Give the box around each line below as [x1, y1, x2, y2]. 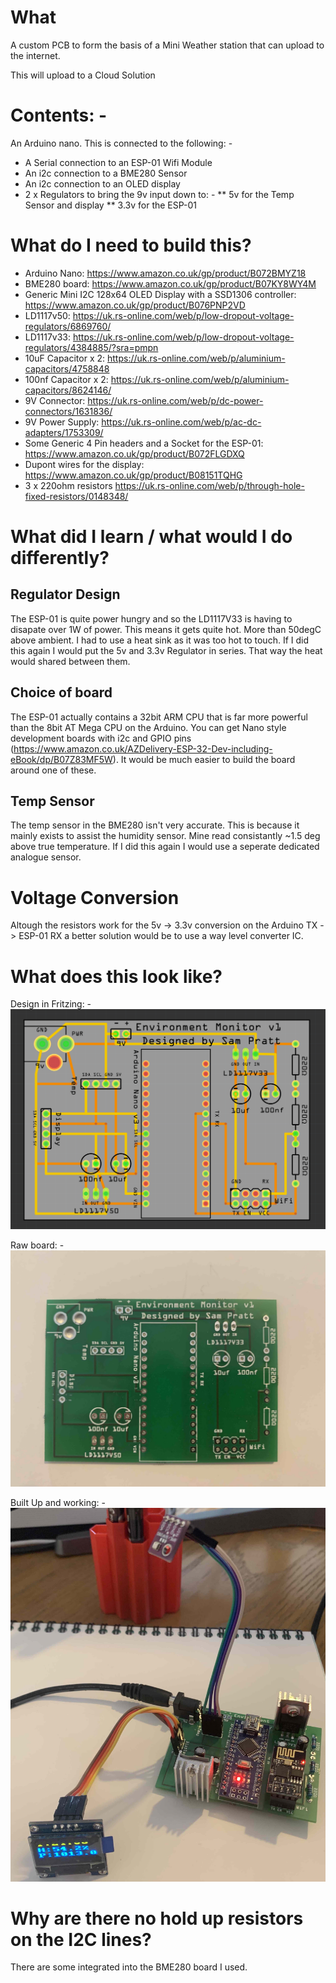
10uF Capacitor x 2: [24, 352, 106, 364]
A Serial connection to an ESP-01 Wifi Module [24, 156, 213, 168]
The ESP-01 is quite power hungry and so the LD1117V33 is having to [10, 612, 293, 625]
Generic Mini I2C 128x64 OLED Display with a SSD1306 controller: [24, 288, 297, 300]
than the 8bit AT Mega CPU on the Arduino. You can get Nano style [10, 721, 287, 733]
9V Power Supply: [24, 416, 100, 428]
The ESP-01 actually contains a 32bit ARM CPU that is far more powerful [10, 711, 308, 723]
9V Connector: [24, 394, 86, 406]
